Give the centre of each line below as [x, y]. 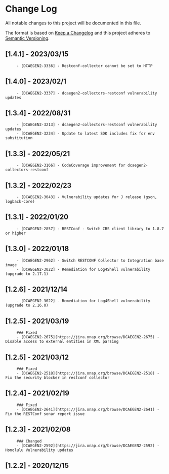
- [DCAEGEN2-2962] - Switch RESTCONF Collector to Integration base [90, 260]
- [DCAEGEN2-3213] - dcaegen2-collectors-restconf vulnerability [87, 125]
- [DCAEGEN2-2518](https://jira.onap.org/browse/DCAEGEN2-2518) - [88, 373]
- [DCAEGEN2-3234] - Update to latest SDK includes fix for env [86, 134]
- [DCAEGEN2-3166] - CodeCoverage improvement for [71, 166]
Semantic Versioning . [27, 38]
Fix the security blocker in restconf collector [57, 378]
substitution [19, 138]
